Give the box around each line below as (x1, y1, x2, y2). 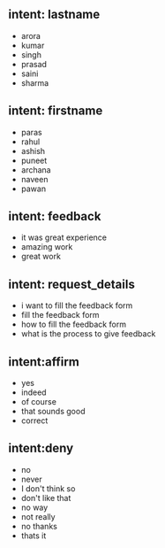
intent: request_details (8, 276, 136, 291)
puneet (20, 155, 48, 166)
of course (20, 397, 56, 407)
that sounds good (20, 406, 86, 417)
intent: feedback (8, 209, 101, 224)
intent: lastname (8, 7, 101, 22)
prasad (20, 58, 48, 69)
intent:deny (8, 441, 74, 456)
